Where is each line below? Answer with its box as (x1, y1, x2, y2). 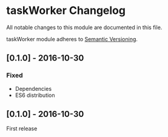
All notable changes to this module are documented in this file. (6, 24, 163, 31)
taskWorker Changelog (6, 4, 126, 18)
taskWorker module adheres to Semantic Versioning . (6, 35, 138, 42)
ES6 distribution (15, 92, 56, 99)
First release (6, 125, 38, 132)
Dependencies (15, 85, 52, 92)
